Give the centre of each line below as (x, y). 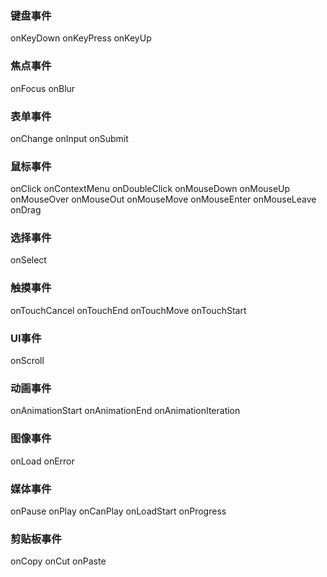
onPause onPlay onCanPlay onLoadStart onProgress (118, 511)
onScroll (27, 361)
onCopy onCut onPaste (58, 561)
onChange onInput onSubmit (69, 138)
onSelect (28, 260)
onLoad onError (42, 461)
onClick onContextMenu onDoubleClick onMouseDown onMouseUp (150, 189)
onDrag (26, 210)
